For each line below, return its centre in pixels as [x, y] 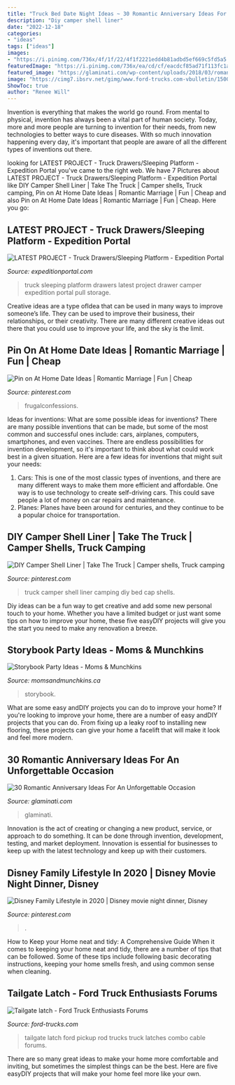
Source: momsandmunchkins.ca [54, 680]
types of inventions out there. [50, 150]
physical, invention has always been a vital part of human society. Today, [112, 119]
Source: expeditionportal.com [50, 271]
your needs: [24, 463]
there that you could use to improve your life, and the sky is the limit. [106, 328]
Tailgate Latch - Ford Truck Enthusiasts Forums [113, 993]
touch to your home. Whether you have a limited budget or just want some [114, 613]
